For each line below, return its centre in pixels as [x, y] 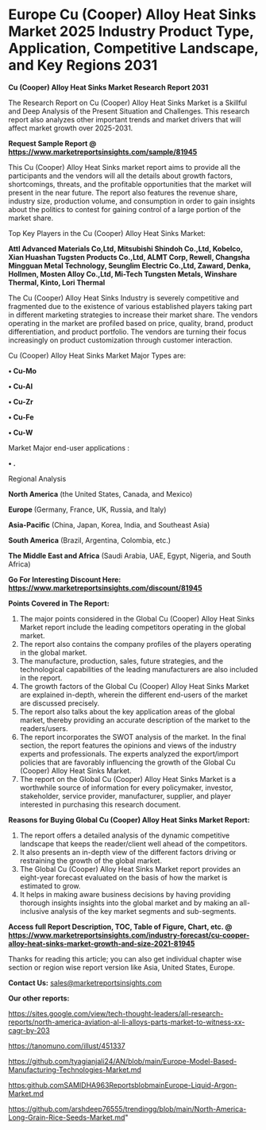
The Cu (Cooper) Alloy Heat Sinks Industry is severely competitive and [124, 298]
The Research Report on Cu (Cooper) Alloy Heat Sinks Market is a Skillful [128, 103]
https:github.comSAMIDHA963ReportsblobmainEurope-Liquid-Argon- [123, 1085]
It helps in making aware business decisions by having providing [125, 894]
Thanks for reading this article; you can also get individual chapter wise [125, 958]
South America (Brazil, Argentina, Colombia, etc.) [90, 540]
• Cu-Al [21, 386]
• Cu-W [21, 432]
